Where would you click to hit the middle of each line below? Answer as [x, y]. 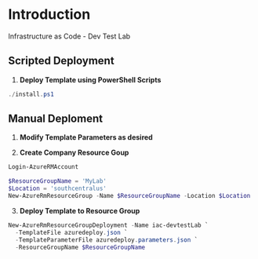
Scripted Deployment [62, 61]
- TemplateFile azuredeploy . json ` [71, 232]
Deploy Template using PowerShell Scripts [90, 79]
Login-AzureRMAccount [44, 167]
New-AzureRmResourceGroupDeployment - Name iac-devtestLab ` [109, 225]
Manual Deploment [56, 119]
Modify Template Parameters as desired [86, 137]
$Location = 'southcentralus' [58, 189]
